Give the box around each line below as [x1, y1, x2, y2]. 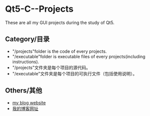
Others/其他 [5, 87, 42, 95]
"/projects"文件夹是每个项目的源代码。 [12, 65, 91, 70]
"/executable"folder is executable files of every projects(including [12, 53, 146, 59]
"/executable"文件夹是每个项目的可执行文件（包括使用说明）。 [12, 70, 137, 76]
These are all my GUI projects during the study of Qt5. [5, 20, 115, 25]
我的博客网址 [12, 105, 38, 111]
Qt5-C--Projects [5, 3, 74, 15]
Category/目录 [5, 35, 50, 44]
